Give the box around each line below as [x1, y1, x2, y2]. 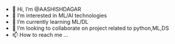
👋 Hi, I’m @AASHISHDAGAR [12, 6, 82, 12]
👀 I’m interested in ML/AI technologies [12, 12, 107, 19]
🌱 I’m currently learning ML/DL [12, 18, 89, 25]
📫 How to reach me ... [12, 32, 68, 38]
